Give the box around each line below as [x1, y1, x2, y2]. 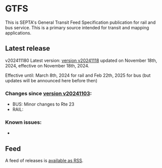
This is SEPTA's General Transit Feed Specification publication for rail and [5, 19, 156, 25]
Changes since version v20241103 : [5, 90, 92, 97]
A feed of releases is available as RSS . [5, 158, 83, 164]
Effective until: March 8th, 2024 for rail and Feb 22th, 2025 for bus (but [5, 72, 151, 78]
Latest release [5, 44, 50, 53]
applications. [5, 30, 31, 36]
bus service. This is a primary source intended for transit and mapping [5, 24, 149, 30]
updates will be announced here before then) [5, 77, 98, 83]
